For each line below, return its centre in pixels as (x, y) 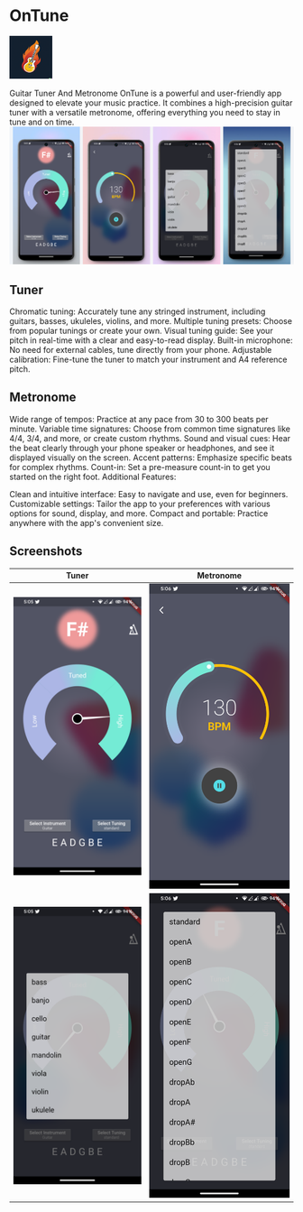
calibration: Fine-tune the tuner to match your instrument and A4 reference (148, 359)
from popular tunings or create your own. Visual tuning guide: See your (141, 330)
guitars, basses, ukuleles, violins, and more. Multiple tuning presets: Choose (151, 320)
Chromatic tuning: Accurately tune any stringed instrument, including (138, 311)
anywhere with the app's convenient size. (87, 523)
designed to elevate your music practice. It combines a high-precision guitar (151, 102)
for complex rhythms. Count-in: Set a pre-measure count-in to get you (140, 467)
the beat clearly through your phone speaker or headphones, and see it (142, 448)
